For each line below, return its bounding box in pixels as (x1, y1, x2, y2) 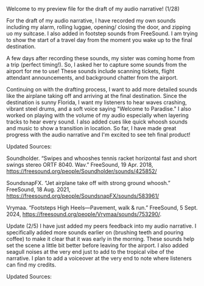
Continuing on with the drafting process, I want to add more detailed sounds (6, 86, 198, 93)
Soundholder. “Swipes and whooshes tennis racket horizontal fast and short (6, 155, 197, 162)
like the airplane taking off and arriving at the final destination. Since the (6, 92, 187, 99)
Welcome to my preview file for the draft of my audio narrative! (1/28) (6, 5, 180, 12)
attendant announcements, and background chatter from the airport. (6, 74, 178, 81)
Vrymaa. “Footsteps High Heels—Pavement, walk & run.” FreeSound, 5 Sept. (6, 204, 198, 211)
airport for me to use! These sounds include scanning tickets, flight (6, 68, 175, 75)
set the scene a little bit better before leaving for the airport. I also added (6, 242, 189, 249)
